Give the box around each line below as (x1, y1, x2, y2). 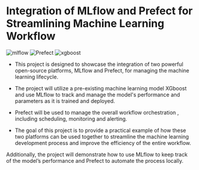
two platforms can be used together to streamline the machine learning (14, 133, 189, 140)
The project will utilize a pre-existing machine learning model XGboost (14, 84, 187, 92)
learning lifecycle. (14, 73, 58, 80)
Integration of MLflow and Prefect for (6, 4, 193, 18)
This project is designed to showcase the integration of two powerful (14, 61, 184, 68)
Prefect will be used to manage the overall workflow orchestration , (14, 109, 179, 116)
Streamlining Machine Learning (6, 17, 165, 30)
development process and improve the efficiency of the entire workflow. (14, 139, 191, 146)
